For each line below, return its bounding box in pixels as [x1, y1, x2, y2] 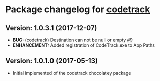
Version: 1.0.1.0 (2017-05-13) [5, 57, 98, 65]
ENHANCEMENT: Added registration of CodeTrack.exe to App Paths [12, 42, 155, 48]
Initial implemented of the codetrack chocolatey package [12, 70, 131, 76]
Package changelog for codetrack [5, 4, 150, 15]
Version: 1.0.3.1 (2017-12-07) [5, 24, 97, 32]
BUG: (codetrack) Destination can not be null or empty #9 [12, 37, 133, 43]
